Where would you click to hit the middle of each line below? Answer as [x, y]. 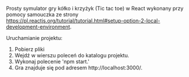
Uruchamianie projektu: [34, 38]
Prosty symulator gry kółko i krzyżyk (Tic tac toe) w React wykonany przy [95, 8]
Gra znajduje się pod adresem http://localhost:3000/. [78, 68]
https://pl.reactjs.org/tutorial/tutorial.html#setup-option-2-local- [83, 21]
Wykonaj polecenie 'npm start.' [52, 61]
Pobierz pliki [30, 49]
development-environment [38, 27]
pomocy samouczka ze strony [42, 14]
